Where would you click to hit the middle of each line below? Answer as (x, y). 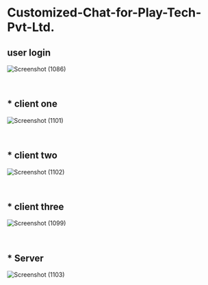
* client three (36, 207)
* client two (32, 156)
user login (29, 53)
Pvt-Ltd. (31, 27)
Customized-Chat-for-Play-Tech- (104, 13)
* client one (32, 104)
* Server (26, 258)
